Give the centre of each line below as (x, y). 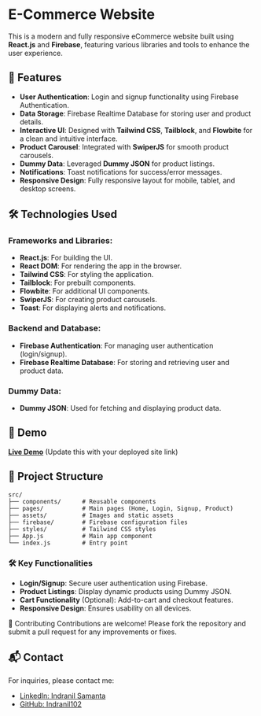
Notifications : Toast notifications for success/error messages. (121, 172)
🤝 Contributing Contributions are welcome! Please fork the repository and (127, 623)
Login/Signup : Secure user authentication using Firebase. (114, 583)
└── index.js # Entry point (68, 543)
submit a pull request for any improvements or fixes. (92, 632)
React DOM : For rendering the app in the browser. (101, 266)
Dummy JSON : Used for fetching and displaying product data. (120, 408)
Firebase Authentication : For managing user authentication (116, 345)
